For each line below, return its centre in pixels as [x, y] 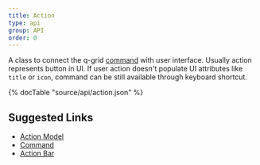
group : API [26, 30]
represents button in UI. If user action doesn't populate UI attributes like [126, 69]
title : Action [32, 15]
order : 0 [23, 38]
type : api [25, 23]
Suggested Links [51, 117]
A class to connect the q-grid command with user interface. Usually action [130, 60]
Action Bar [37, 153]
